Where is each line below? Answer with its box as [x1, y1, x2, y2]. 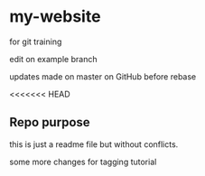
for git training [9, 36, 62, 47]
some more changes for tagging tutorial [9, 156, 157, 167]
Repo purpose [9, 115, 90, 130]
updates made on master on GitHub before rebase [9, 70, 197, 82]
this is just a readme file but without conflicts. [9, 138, 179, 150]
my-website [9, 6, 101, 27]
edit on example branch [9, 53, 98, 64]
